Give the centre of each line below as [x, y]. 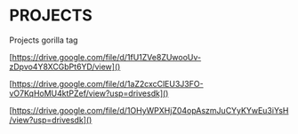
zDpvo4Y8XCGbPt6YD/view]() [65, 67]
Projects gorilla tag [44, 40]
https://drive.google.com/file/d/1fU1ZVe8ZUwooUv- [107, 57]
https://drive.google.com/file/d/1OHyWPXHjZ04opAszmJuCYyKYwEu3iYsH [150, 110]
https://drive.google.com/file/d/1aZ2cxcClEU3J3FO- [108, 83]
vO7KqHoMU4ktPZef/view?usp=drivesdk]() [89, 93]
